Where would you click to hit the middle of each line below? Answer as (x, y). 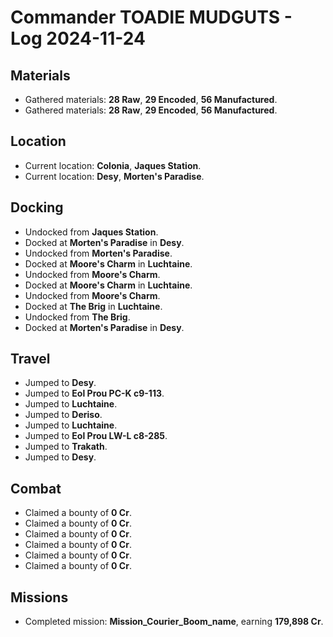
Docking (37, 207)
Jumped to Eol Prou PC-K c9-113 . (94, 393)
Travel (30, 359)
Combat (36, 488)
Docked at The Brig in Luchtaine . (93, 306)
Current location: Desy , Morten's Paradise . (114, 176)
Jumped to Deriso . (63, 415)
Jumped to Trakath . (66, 447)
